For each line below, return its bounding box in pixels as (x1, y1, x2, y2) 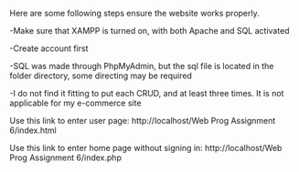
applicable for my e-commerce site (9, 97, 142, 108)
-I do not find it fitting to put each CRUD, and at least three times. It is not (9, 88, 284, 98)
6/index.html (9, 125, 57, 136)
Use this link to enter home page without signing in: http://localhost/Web (9, 143, 283, 153)
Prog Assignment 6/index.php (9, 152, 122, 163)
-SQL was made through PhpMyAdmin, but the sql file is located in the (9, 61, 274, 71)
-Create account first (9, 43, 89, 54)
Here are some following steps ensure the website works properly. (9, 8, 261, 18)
